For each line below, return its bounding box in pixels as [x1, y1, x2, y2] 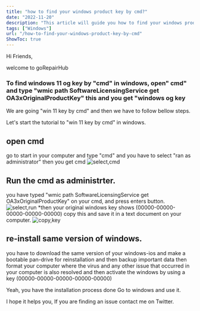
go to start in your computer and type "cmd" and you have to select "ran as [6, 152, 191, 159]
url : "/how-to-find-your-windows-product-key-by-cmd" [6, 31, 143, 37]
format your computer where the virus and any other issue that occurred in [6, 262, 190, 269]
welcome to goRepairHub [6, 64, 68, 71]
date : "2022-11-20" [6, 14, 55, 20]
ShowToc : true [6, 36, 42, 42]
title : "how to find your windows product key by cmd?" [6, 8, 148, 15]
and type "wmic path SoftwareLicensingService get [6, 86, 160, 95]
